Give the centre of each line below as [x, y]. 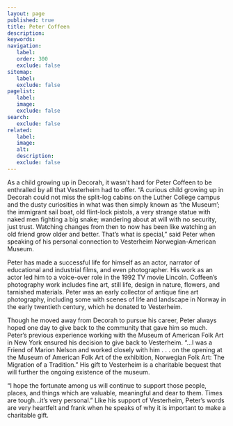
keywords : [22, 40]
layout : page [26, 14]
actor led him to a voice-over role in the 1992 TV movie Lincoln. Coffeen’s [112, 277]
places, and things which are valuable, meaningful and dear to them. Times [115, 393]
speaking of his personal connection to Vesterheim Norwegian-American [112, 242]
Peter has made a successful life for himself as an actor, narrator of [104, 262]
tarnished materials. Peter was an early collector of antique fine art [103, 292]
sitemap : [20, 72]
